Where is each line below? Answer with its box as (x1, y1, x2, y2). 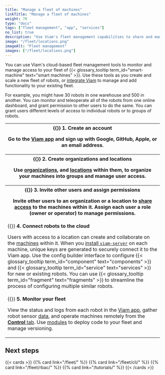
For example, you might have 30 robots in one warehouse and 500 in (5, 92, 145, 98)
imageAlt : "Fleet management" (5, 44, 67, 49)
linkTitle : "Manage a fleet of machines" (5, 12, 91, 17)
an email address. (61, 142, 104, 149)
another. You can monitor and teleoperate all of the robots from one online (5, 97, 155, 103)
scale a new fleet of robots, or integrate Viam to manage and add (5, 77, 137, 83)
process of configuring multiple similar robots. (7, 282, 114, 289)
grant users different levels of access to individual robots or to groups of (5, 107, 152, 113)
